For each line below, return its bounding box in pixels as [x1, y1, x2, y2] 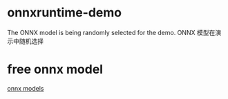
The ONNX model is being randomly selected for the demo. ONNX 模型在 [7, 28, 216, 36]
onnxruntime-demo [7, 5, 122, 21]
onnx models [7, 84, 44, 92]
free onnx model [7, 62, 104, 77]
